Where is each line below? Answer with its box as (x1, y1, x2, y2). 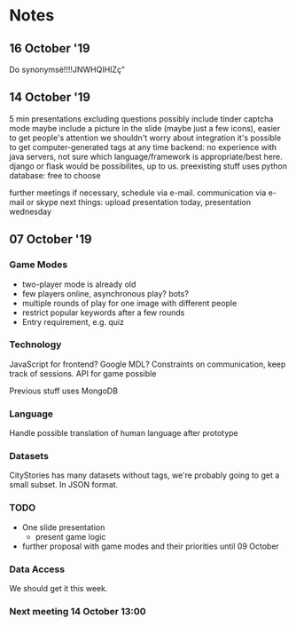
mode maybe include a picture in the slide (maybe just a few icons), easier (9, 123, 281, 133)
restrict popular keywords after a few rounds (21, 307, 185, 318)
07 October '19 (9, 232, 92, 247)
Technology (9, 338, 62, 351)
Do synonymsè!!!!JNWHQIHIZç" (9, 64, 126, 75)
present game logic (35, 531, 106, 542)
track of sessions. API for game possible (9, 368, 157, 378)
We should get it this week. (9, 582, 108, 593)
